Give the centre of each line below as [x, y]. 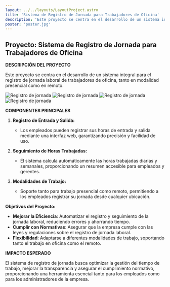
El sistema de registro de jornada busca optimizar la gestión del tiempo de [82, 263]
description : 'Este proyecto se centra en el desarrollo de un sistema [82, 19]
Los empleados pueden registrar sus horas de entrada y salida [85, 131]
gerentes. [30, 172]
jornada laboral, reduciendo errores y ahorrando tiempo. [71, 222]
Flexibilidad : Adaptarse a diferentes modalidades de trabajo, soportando [88, 238]
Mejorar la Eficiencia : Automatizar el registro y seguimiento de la [80, 216]
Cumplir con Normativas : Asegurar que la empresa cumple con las [83, 227]
